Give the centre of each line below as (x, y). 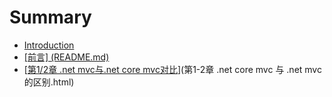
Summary (50, 17)
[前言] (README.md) (66, 57)
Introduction (49, 45)
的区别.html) (49, 82)
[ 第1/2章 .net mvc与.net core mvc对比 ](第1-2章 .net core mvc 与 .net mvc (172, 69)
